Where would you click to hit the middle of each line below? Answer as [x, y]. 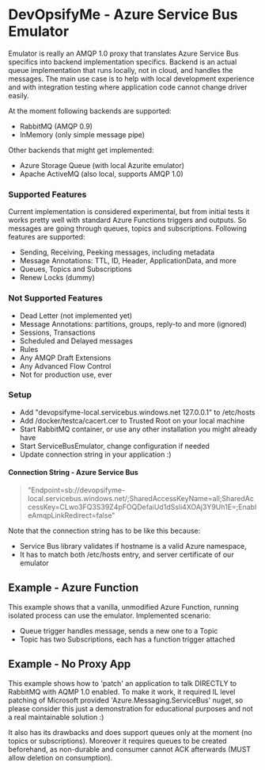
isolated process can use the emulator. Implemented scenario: [110, 615]
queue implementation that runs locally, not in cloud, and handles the [121, 70]
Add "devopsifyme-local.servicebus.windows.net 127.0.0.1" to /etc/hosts [137, 412]
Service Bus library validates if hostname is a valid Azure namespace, [133, 546]
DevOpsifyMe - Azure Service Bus [123, 15]
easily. [19, 95]
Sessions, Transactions [58, 332]
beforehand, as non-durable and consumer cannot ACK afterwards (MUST [130, 749]
